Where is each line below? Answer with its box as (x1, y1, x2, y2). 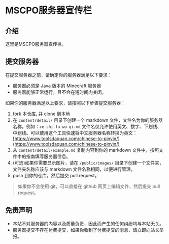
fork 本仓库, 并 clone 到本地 (12, 111, 71, 117)
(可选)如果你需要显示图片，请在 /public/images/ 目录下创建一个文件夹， (12, 159, 164, 166)
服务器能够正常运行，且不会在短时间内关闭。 (12, 89, 107, 95)
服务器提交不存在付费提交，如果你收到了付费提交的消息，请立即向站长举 (12, 227, 164, 233)
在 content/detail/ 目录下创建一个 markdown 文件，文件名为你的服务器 (12, 117, 163, 123)
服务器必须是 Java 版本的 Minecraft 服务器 (12, 83, 102, 89)
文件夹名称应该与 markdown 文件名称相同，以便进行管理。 (12, 166, 136, 172)
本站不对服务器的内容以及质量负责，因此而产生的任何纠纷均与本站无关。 (12, 220, 164, 227)
